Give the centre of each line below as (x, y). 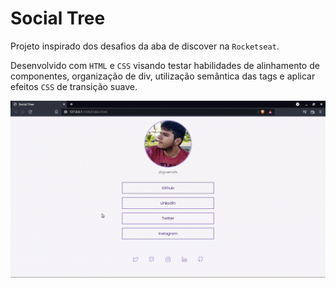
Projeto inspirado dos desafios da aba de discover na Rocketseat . (145, 46)
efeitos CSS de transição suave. (74, 86)
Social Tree (58, 18)
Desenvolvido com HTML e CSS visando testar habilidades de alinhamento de (165, 65)
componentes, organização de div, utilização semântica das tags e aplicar (163, 76)
